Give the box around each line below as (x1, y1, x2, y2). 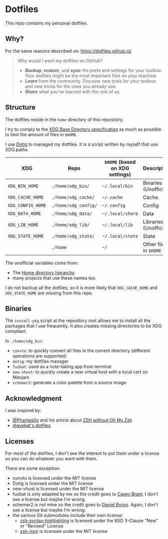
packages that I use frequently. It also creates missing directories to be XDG (5, 323, 162, 329)
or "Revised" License (19, 523, 63, 529)
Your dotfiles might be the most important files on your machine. (24, 73, 157, 79)
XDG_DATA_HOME (7, 210, 41, 216)
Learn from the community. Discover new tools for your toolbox (24, 78, 156, 84)
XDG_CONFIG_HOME (7, 202, 46, 208)
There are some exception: (5, 465, 61, 471)
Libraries (142, 218, 164, 225)
